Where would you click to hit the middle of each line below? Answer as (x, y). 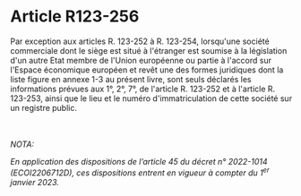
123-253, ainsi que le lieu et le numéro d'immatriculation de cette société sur (151, 98)
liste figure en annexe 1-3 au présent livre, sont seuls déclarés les (131, 79)
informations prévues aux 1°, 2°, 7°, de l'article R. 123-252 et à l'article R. (143, 89)
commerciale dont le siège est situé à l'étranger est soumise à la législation (149, 50)
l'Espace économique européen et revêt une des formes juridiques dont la (147, 70)
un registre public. (44, 107)
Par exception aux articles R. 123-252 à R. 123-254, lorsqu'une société (140, 41)
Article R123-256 (75, 17)
